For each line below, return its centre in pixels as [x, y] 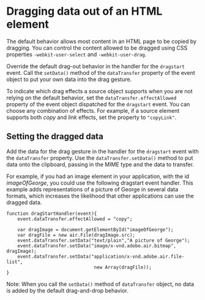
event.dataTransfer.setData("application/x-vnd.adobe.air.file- [101, 256]
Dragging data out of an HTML [84, 11]
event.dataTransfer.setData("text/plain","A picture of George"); [104, 240]
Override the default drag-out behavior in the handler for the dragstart [95, 66]
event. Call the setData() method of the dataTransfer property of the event [101, 72]
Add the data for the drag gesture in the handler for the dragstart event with [102, 151]
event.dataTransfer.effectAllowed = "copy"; [75, 219]
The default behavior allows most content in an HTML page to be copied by [102, 41]
